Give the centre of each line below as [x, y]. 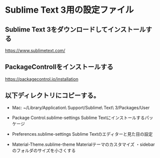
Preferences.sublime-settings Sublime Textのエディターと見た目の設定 [82, 134]
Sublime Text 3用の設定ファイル [69, 10]
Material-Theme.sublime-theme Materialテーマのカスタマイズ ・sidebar [83, 144]
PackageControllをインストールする [59, 67]
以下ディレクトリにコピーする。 [52, 96]
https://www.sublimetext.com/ [35, 51]
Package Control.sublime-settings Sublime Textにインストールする [78, 118]
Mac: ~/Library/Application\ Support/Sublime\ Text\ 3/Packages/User [81, 107]
